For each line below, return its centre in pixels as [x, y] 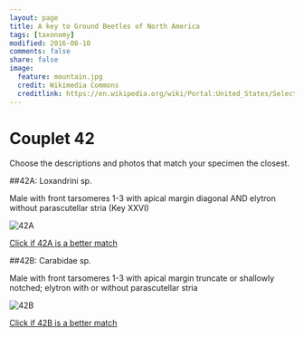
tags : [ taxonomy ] [42, 34]
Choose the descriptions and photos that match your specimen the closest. [150, 163]
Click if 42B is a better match [63, 323]
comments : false [40, 52]
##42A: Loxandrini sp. [51, 181]
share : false [34, 60]
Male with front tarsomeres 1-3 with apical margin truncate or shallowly [142, 278]
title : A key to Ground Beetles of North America [105, 26]
